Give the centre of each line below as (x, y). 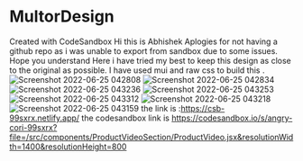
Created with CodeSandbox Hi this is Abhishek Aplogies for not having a (143, 41)
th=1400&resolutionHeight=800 (68, 147)
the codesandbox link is (125, 118)
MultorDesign (62, 17)
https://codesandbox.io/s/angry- (232, 118)
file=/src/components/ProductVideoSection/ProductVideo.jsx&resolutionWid (151, 137)
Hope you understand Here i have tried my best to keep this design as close (150, 60)
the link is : (161, 108)
